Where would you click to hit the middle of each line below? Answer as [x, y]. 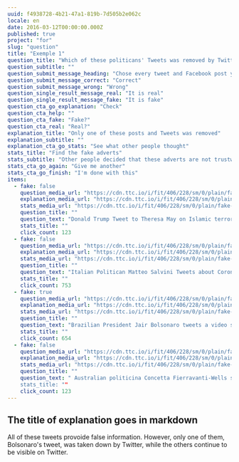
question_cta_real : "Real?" [49, 126]
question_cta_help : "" [41, 113]
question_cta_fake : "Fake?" [49, 120]
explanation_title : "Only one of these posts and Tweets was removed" [114, 133]
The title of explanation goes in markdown [102, 420]
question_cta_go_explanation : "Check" [65, 107]
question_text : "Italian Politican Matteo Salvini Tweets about [117, 272]
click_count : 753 [46, 285]
